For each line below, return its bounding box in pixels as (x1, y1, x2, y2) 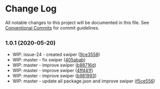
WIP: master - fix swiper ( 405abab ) (12, 56, 86, 62)
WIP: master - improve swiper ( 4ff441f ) (12, 67, 94, 73)
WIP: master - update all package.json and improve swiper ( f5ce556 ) (12, 78, 155, 84)
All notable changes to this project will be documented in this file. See (5, 19, 149, 25)
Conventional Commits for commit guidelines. (5, 24, 99, 30)
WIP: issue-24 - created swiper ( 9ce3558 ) (12, 51, 100, 57)
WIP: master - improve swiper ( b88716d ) (12, 62, 97, 68)
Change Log (5, 3, 57, 14)
